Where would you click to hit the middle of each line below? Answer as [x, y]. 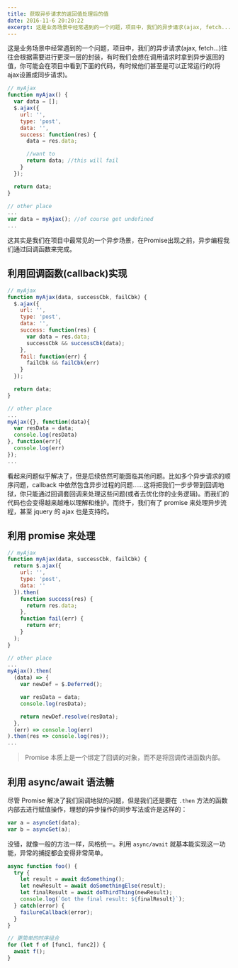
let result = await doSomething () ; [73, 879]
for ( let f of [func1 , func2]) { [57, 945]
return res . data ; [52, 605]
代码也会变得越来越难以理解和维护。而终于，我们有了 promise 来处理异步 [114, 502]
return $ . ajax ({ [38, 566]
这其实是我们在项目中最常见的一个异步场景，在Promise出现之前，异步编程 [115, 240]
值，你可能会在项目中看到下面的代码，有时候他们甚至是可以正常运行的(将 [114, 66]
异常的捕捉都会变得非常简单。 [63, 852]
